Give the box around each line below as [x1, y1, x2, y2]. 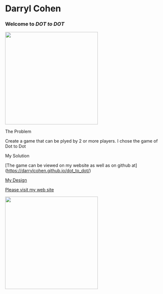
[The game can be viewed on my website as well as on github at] [5, 162, 137, 168]
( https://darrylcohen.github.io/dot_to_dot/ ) [5, 168, 91, 174]
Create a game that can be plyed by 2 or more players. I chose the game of [5, 138, 158, 144]
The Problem [5, 129, 32, 135]
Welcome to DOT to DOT [5, 21, 65, 28]
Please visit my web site [5, 187, 54, 193]
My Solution [5, 153, 30, 159]
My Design [5, 177, 27, 183]
